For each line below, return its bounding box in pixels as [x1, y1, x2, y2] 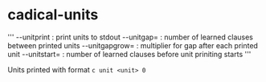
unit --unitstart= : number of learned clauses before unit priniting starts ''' [7, 49, 252, 59]
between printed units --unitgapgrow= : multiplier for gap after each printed [7, 40, 259, 50]
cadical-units [7, 6, 99, 24]
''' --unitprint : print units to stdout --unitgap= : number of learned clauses [7, 32, 254, 42]
